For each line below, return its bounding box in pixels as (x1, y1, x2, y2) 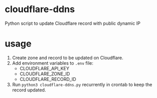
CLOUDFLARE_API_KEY (19, 65, 70, 71)
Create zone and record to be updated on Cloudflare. (12, 55, 123, 61)
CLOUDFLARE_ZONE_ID (19, 71, 70, 77)
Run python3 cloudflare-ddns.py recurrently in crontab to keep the (12, 81, 152, 87)
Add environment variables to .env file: (12, 60, 93, 66)
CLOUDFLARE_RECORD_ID (19, 76, 77, 82)
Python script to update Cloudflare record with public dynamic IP (5, 20, 141, 26)
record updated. (12, 87, 46, 93)
